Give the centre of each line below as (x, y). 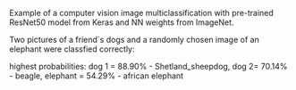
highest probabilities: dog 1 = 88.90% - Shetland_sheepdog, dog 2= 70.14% (148, 66)
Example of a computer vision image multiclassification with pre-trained (142, 13)
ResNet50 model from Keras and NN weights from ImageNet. (122, 22)
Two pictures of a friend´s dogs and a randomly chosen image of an (134, 40)
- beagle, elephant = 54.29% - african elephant (97, 76)
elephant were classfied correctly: (72, 49)
